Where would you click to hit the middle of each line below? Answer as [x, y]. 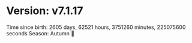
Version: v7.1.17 [45, 11]
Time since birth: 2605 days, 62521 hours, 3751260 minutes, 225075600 [96, 27]
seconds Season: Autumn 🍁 [40, 33]
